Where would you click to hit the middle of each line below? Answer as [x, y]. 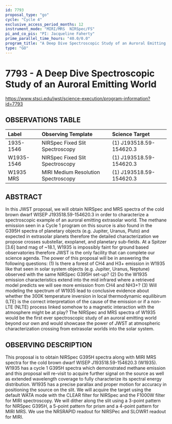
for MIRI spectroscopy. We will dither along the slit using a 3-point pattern [83, 400]
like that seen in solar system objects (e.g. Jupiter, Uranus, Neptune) [78, 269]
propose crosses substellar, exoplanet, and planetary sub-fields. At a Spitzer [86, 242]
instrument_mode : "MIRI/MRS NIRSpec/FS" [50, 29]
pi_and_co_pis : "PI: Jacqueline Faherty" [50, 34]
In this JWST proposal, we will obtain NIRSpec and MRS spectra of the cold [85, 209]
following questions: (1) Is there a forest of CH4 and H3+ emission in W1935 [85, 263]
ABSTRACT [24, 197]
